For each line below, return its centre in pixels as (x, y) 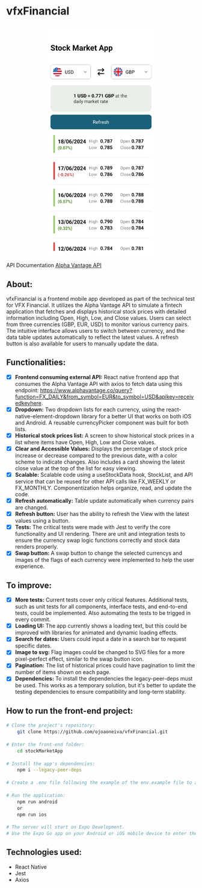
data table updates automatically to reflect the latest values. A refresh (93, 337)
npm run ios (32, 814)
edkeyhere (28, 403)
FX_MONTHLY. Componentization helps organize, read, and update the (103, 488)
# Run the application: (36, 795)
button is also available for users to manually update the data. (82, 343)
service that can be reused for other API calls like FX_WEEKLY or (95, 482)
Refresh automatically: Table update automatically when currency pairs (104, 501)
